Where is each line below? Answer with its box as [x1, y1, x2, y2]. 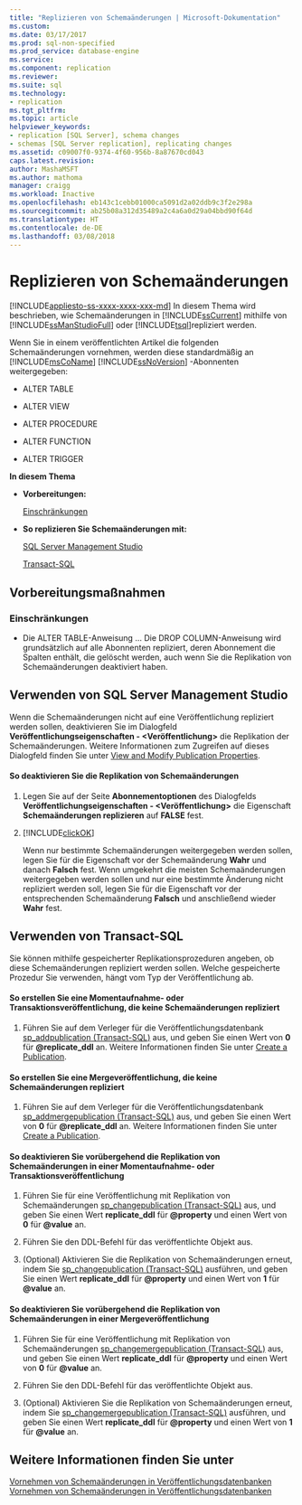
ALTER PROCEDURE [22, 419, 98, 429]
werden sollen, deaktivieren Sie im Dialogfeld [9, 720, 178, 732]
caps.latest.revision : [9, 155, 95, 165]
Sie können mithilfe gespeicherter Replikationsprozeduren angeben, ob [9, 953, 274, 964]
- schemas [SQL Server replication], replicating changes [9, 139, 232, 148]
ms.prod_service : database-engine [9, 47, 140, 56]
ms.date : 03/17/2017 [9, 30, 88, 39]
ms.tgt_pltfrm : [9, 106, 67, 115]
